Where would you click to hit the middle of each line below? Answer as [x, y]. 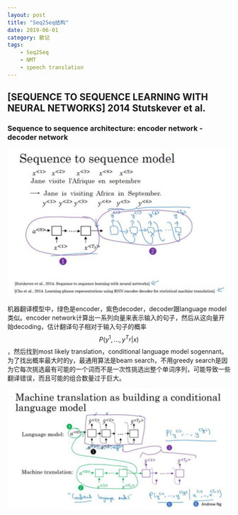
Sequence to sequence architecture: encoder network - [105, 129]
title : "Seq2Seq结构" [38, 22]
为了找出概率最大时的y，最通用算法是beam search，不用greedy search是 [114, 360]
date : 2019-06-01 [33, 30]
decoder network [38, 137]
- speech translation [52, 67]
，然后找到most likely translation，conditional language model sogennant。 [118, 351]
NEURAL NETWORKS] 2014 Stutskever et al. [107, 108]
